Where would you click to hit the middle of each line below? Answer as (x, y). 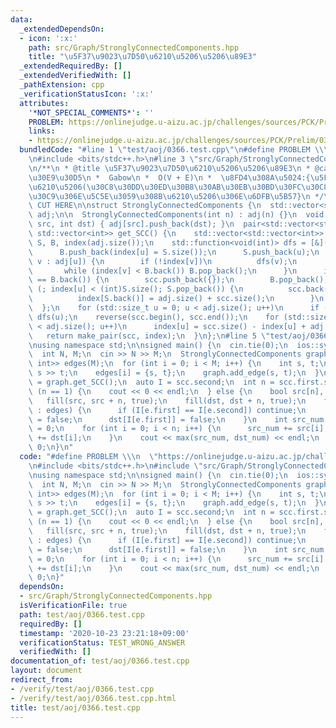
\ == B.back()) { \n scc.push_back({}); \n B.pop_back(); (178, 280)
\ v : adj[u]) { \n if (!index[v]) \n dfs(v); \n (163, 261)
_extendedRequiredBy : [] (71, 66)
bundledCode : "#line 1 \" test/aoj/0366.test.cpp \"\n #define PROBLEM (165, 150)
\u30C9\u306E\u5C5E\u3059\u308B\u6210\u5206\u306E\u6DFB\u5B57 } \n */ (176, 196)
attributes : (44, 103)
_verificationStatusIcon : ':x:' (87, 94)
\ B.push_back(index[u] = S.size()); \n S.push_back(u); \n (174, 252)
